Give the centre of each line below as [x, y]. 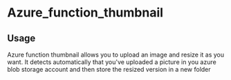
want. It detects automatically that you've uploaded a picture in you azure [112, 62]
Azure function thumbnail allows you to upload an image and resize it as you [116, 54]
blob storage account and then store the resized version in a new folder [109, 69]
